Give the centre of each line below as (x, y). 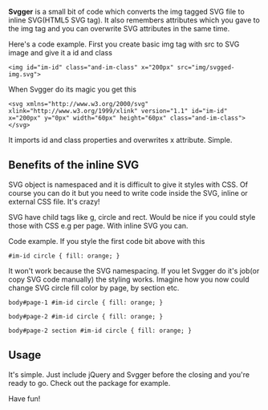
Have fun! (24, 398)
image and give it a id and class (60, 53)
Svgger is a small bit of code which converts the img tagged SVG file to (126, 12)
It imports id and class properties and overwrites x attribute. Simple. (120, 140)
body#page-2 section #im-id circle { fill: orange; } (100, 331)
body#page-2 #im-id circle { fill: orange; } (85, 316)
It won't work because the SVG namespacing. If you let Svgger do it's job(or (134, 270)
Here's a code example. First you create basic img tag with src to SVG (124, 44)
